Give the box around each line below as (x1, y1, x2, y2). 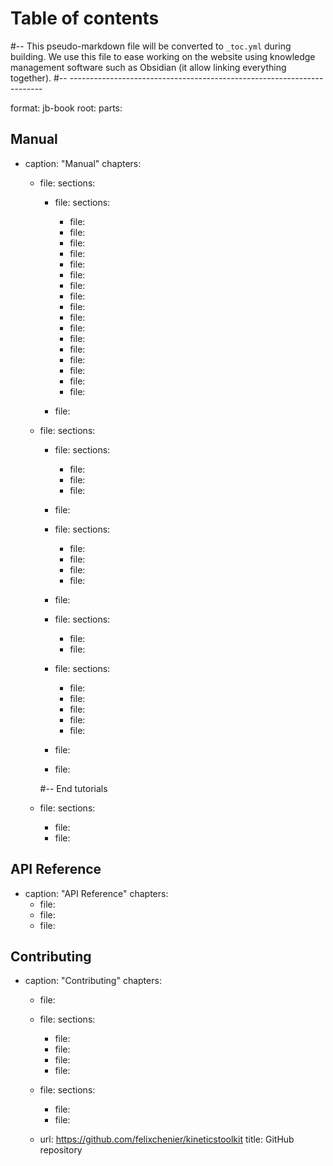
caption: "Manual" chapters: (24, 157, 142, 169)
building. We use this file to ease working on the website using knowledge (10, 50, 316, 62)
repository (39, 1144, 83, 1156)
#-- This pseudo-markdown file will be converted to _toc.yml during (10, 40, 292, 52)
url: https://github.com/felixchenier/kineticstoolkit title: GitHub (39, 1133, 295, 1146)
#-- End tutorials (39, 782, 108, 794)
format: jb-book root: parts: (10, 102, 123, 114)
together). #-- (10, 72, 68, 84)
